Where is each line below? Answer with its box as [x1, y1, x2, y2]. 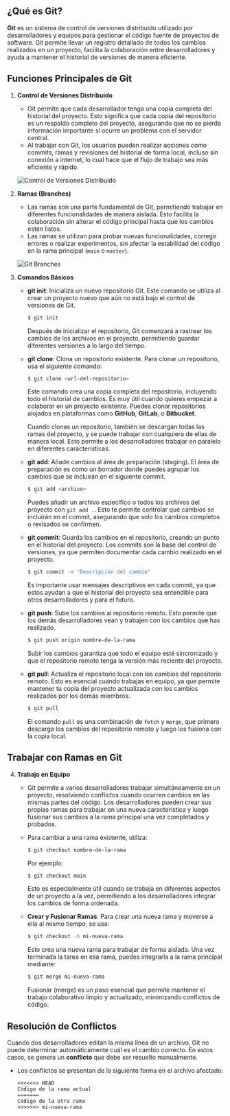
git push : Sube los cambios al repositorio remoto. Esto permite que [27, 609, 218, 617]
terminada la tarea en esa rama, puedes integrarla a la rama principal [27, 953, 222, 961]
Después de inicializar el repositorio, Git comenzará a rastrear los [27, 326, 213, 335]
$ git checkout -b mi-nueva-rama [27, 933, 124, 940]
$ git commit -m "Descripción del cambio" [27, 569, 151, 576]
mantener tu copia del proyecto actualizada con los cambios [27, 685, 198, 692]
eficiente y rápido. [27, 163, 79, 171]
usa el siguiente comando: [27, 362, 102, 370]
